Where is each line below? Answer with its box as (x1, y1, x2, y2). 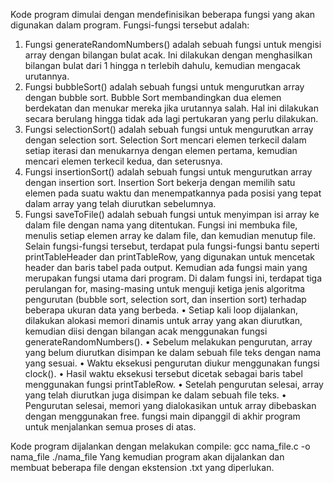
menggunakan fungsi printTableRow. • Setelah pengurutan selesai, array (24, 379, 324, 390)
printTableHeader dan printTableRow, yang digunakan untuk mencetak (24, 251, 316, 263)
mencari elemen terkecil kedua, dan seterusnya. (24, 155, 223, 167)
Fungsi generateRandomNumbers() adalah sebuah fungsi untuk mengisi (24, 39, 322, 50)
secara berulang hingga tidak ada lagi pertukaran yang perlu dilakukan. (24, 113, 319, 124)
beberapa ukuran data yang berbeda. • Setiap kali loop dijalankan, (24, 304, 299, 316)
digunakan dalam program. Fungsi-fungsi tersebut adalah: (10, 19, 250, 31)
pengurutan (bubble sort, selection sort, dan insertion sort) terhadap (24, 294, 307, 305)
